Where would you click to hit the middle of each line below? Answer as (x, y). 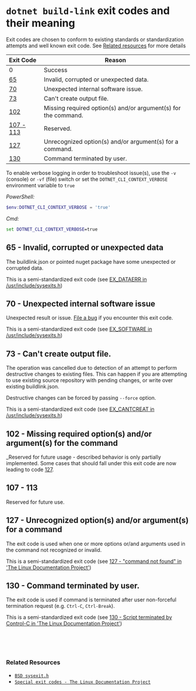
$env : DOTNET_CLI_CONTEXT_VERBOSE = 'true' (58, 207)
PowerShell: (20, 197)
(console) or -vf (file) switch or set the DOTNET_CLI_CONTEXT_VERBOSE (87, 179)
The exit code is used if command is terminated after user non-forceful (91, 600)
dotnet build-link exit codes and (88, 11)
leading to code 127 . (30, 469)
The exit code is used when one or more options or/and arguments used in (96, 544)
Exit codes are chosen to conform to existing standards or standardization (95, 39)
